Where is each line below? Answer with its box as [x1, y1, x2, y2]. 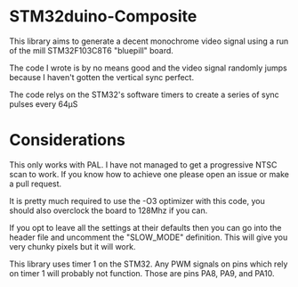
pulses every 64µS [9, 98, 78, 109]
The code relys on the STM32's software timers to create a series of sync [9, 89, 280, 100]
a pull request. [9, 178, 62, 189]
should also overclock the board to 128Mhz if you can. [9, 205, 208, 216]
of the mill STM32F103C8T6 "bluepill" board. [9, 45, 173, 55]
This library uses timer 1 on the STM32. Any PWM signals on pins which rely [9, 258, 288, 269]
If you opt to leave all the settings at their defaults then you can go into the [9, 222, 282, 233]
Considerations [9, 130, 126, 151]
